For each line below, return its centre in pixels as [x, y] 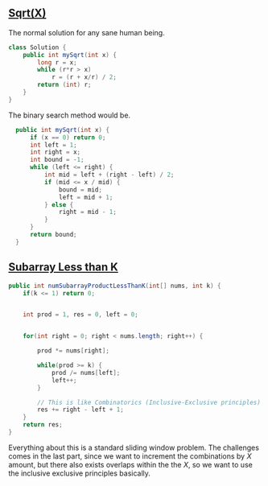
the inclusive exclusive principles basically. [80, 473]
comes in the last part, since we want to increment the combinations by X [130, 456]
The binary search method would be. [70, 115]
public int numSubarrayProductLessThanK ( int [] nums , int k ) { [115, 286]
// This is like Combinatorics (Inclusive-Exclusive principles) [149, 402]
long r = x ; [58, 62]
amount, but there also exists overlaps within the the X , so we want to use [131, 464]
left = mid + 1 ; [86, 197]
